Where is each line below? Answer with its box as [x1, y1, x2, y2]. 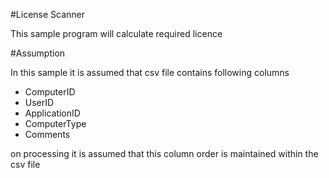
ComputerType [24, 118, 87, 129]
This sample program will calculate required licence [10, 28, 223, 39]
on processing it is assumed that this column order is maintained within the [10, 148, 319, 159]
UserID [24, 97, 55, 108]
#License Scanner [10, 9, 86, 20]
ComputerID [24, 86, 76, 98]
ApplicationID [24, 107, 81, 119]
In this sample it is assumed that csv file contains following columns [10, 67, 290, 78]
